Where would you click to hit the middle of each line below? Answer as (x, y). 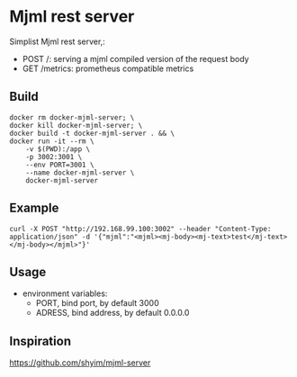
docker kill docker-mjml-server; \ (76, 125)
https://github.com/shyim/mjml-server (80, 363)
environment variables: (65, 293)
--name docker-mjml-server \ (80, 173)
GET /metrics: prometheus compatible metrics (108, 68)
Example (34, 208)
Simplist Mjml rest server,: (57, 41)
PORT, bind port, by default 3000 (97, 303)
